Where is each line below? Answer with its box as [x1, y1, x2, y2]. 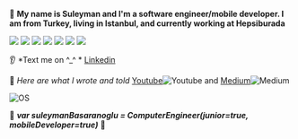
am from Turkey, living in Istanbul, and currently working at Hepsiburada [9, 18, 285, 29]
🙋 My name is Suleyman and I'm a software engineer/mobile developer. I [9, 9, 285, 19]
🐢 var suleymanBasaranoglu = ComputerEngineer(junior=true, [9, 110, 249, 120]
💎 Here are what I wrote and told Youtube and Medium [9, 75, 251, 85]
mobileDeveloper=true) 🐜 [9, 119, 106, 130]
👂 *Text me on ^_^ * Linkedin [9, 55, 116, 65]
